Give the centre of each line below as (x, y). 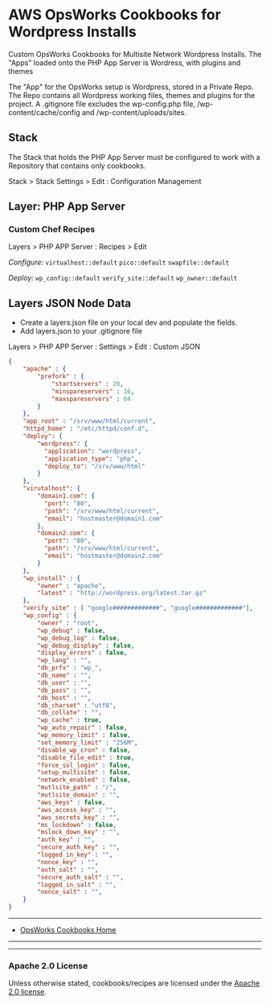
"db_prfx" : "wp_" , (70, 668)
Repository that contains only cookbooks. (77, 166)
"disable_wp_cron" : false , (84, 750)
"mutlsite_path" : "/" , (77, 788)
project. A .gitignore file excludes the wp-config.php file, (102, 104)
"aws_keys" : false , (72, 802)
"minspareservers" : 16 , (93, 391)
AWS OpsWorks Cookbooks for (115, 15)
